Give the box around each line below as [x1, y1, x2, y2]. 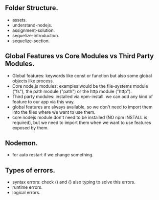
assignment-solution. [12, 27, 55, 33]
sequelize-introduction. [12, 32, 60, 38]
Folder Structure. [5, 4, 59, 12]
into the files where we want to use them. [12, 109, 95, 115]
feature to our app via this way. [12, 99, 75, 104]
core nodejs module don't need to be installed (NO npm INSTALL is [12, 114, 148, 120]
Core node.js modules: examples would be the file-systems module [12, 83, 148, 89]
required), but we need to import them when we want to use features [12, 120, 151, 125]
